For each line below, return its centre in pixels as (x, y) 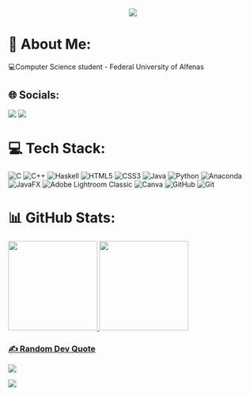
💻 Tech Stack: (57, 149)
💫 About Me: (50, 44)
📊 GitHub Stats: (62, 218)
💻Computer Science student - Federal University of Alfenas (106, 67)
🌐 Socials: (34, 95)
